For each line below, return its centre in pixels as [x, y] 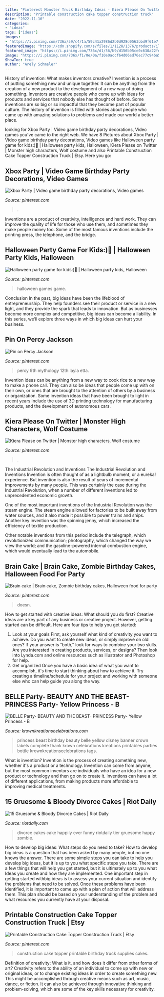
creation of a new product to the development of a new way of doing [74, 89]
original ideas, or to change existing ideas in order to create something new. [81, 973]
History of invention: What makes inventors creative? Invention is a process [81, 79]
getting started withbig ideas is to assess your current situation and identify [81, 878]
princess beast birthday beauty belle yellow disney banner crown [83, 740]
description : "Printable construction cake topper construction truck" [79, 14]
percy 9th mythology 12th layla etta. [53, 370]
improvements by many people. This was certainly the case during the [76, 485]
